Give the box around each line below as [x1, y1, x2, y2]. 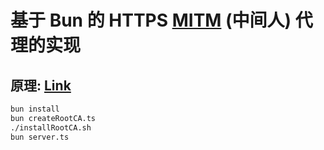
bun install [10, 104, 60, 114]
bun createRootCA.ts [10, 113, 97, 123]
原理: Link [10, 77, 72, 94]
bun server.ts [10, 132, 70, 142]
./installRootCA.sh [10, 122, 92, 133]
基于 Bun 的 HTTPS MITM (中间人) [10, 9, 292, 32]
